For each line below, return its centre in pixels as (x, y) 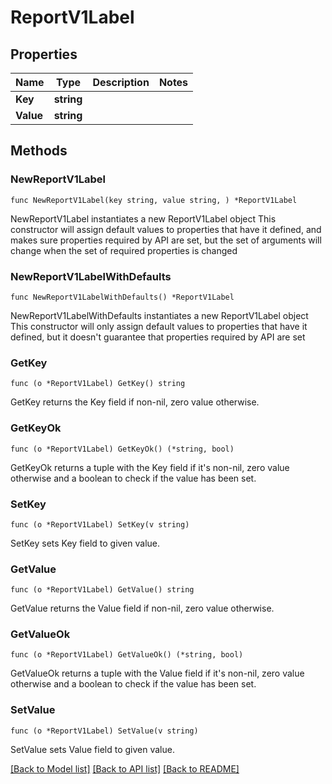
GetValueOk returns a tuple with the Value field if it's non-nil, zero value (157, 673)
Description (121, 82)
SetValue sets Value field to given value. (92, 749)
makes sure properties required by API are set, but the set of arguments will (166, 240)
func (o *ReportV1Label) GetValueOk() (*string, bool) (127, 655)
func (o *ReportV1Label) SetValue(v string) (104, 731)
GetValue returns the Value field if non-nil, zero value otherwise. (142, 608)
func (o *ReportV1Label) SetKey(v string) (100, 524)
